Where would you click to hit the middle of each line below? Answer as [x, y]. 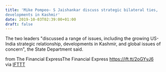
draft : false [19, 24]
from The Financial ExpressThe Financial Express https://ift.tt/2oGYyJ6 [79, 59]
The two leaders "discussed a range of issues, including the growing [77, 39]
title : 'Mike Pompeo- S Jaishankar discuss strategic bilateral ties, [82, 10]
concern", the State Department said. [44, 49]
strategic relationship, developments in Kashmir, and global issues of [89, 44]
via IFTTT [15, 64]
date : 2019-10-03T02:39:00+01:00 [41, 19]
